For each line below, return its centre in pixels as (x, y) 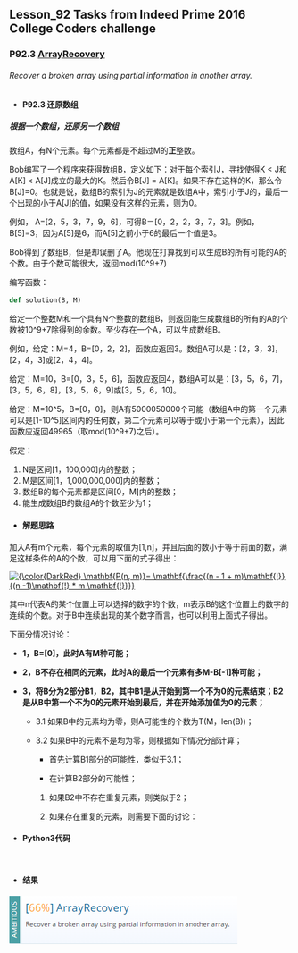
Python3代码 (46, 839)
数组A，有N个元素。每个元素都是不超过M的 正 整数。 (104, 150)
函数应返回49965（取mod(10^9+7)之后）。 (87, 432)
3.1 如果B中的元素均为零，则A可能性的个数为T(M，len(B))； (145, 721)
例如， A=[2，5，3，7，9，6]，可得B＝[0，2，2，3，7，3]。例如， (134, 222)
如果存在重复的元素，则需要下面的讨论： (123, 816)
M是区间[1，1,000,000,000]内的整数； (92, 481)
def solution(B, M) (46, 300)
